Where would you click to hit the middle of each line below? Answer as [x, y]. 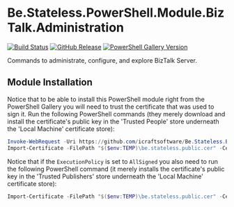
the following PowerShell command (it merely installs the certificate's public [116, 169]
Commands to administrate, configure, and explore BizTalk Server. [102, 60]
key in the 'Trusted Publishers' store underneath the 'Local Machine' [106, 176]
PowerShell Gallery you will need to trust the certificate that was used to [111, 107]
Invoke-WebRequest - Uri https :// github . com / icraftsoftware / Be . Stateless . [117, 141]
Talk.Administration [65, 28]
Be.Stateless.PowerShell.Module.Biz [116, 13]
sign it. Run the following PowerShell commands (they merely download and [116, 114]
